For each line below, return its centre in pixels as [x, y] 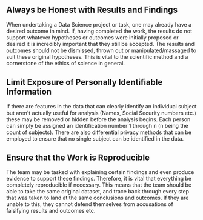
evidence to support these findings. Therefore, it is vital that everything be [99, 179]
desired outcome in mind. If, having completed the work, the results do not [99, 31]
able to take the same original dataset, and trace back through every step [98, 192]
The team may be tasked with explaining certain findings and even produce [100, 172]
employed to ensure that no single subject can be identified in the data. [95, 138]
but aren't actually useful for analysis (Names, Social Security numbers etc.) [101, 113]
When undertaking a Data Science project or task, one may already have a [99, 24]
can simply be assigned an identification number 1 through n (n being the [98, 125]
